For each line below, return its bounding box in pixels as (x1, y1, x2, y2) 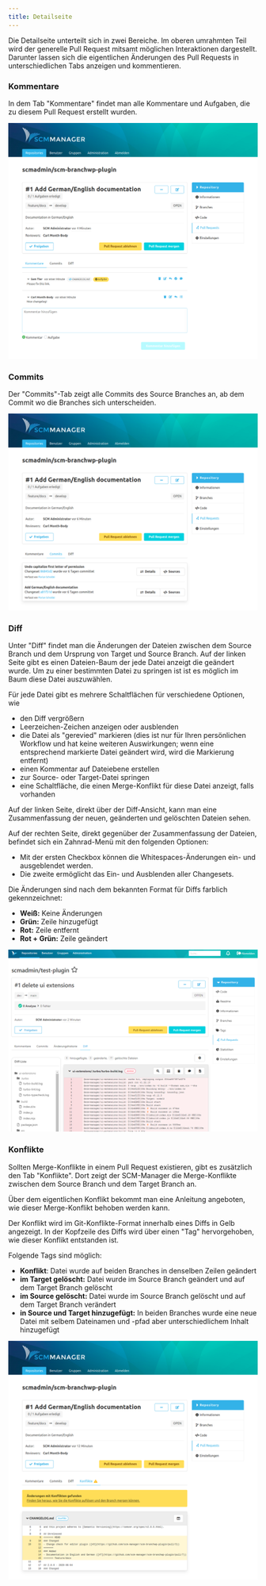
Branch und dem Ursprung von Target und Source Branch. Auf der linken (8, 649, 246, 659)
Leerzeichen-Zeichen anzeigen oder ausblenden (19, 722, 179, 732)
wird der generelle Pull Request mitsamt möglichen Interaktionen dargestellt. (8, 44, 257, 53)
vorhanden (19, 789, 55, 799)
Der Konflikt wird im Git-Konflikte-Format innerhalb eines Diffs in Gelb (8, 1218, 235, 1227)
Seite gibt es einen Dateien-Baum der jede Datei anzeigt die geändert (8, 658, 235, 667)
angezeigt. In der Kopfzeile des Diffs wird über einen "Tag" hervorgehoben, (8, 1227, 255, 1236)
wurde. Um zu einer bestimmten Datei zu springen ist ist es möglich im (8, 666, 239, 676)
